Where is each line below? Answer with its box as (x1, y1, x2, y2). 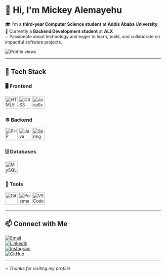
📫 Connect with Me (5, 220, 68, 228)
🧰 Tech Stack (5, 68, 46, 76)
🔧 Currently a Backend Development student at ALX (5, 28, 113, 34)
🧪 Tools (5, 181, 23, 187)
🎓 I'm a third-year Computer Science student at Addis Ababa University (5, 21, 158, 27)
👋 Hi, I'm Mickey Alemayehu (5, 4, 122, 16)
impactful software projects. (5, 39, 63, 45)
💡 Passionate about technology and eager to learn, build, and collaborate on (5, 33, 161, 39)
